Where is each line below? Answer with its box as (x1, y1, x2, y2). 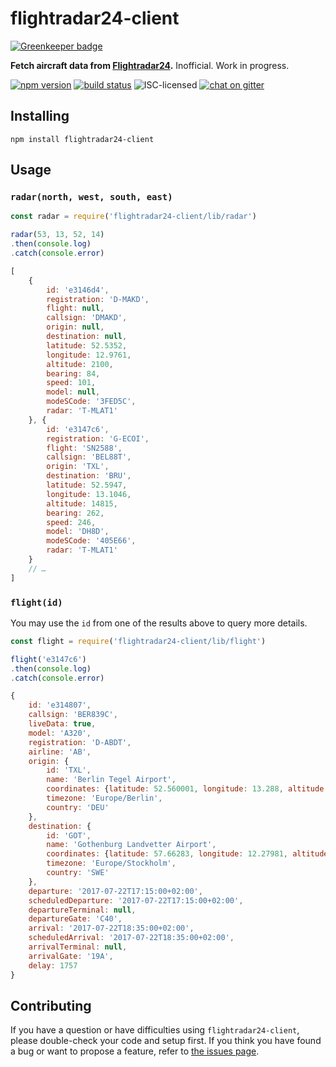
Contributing (10, 998, 92, 1014)
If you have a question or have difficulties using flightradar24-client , (10, 1024, 300, 1036)
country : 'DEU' (46, 802, 110, 812)
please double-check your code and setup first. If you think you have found (10, 1035, 322, 1047)
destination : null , (46, 332, 128, 342)
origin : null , (46, 322, 105, 332)
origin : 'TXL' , (46, 462, 110, 472)
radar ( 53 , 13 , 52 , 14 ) (10, 230, 105, 240)
